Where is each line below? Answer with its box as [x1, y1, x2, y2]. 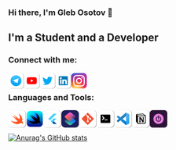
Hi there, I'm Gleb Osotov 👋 [8, 7, 113, 18]
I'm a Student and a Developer [8, 31, 159, 45]
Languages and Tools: [8, 91, 94, 102]
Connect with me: [8, 55, 78, 66]
